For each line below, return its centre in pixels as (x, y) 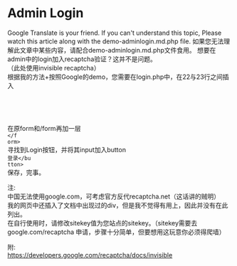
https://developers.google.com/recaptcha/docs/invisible (90, 255)
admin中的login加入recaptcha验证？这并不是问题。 (82, 59)
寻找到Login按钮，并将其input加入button (67, 149)
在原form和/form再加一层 (44, 128)
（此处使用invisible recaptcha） (54, 68)
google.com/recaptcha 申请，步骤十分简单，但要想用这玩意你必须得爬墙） (116, 232)
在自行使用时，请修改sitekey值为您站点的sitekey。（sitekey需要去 (102, 223)
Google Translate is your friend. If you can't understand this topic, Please (115, 33)
